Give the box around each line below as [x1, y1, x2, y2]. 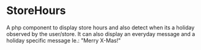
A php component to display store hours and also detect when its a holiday [6, 24, 195, 31]
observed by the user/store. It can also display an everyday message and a [6, 30, 196, 37]
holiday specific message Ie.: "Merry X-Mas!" [6, 37, 121, 44]
